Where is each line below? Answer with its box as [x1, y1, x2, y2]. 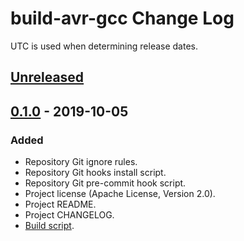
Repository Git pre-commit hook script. [24, 177, 187, 189]
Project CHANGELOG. [24, 209, 115, 221]
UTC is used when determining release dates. [10, 40, 199, 52]
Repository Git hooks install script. [24, 167, 167, 179]
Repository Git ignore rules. [24, 156, 138, 168]
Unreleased [10, 69, 85, 86]
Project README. [24, 198, 97, 211]
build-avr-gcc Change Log [10, 7, 235, 30]
